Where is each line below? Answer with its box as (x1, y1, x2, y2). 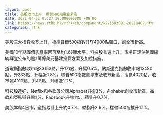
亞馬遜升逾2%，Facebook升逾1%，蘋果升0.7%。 (13, 94, 112, 100)
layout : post (5, 7, 32, 12)
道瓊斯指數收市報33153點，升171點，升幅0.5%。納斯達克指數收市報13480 (5, 66, 153, 72)
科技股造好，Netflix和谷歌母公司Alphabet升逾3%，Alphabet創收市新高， (5, 88, 151, 94)
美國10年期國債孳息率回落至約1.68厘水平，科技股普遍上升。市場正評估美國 (5, 49, 154, 55)
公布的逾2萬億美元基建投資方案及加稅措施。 (18, 55, 106, 61)
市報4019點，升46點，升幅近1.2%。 (5, 78, 77, 84)
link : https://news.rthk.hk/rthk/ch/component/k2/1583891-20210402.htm (5, 20, 153, 26)
